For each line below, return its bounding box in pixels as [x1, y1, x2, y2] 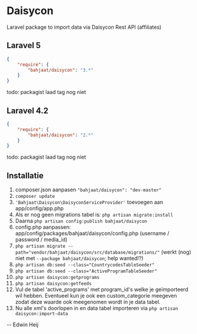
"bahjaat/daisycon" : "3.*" [28, 67, 94, 73]
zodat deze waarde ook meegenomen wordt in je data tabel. [15, 298, 161, 306]
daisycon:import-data [15, 311, 68, 317]
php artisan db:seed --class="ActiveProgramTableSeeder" [15, 268, 158, 274]
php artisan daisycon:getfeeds [15, 281, 92, 287]
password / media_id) [15, 236, 68, 243]
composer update [15, 194, 55, 200]
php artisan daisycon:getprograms [15, 275, 100, 281]
